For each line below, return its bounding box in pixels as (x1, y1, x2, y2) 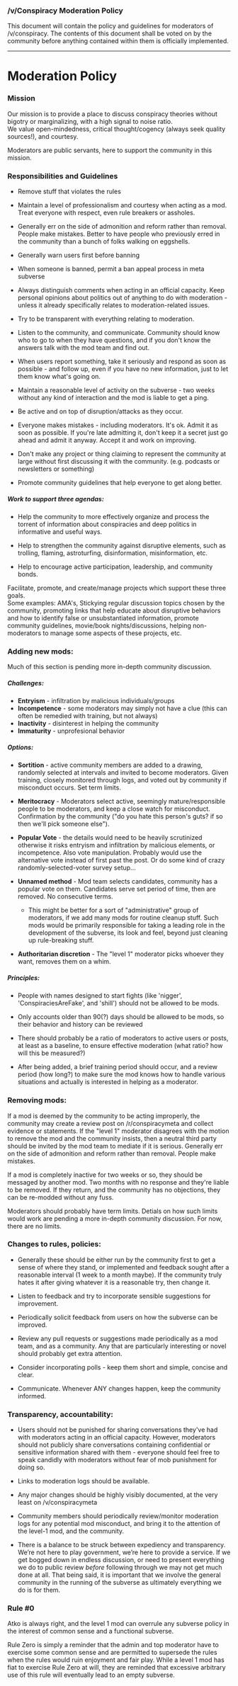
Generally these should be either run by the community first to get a (17, 1255, 216, 1264)
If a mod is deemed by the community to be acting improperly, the (7, 1111, 200, 1120)
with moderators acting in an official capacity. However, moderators (17, 1433, 216, 1442)
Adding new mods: (7, 647, 74, 656)
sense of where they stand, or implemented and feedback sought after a (17, 1263, 229, 1271)
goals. (7, 591, 25, 600)
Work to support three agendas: (7, 494, 104, 503)
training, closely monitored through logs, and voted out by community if (17, 776, 227, 785)
